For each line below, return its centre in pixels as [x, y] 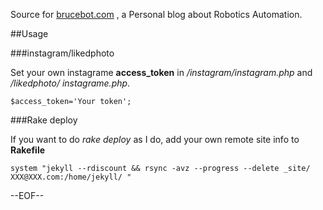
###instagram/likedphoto [62, 53]
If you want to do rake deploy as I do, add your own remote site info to [155, 139]
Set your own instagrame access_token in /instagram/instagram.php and [161, 72]
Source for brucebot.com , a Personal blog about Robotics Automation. [156, 14]
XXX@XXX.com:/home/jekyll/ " [71, 177]
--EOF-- [27, 195]
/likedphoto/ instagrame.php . [70, 83]
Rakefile [28, 150]
